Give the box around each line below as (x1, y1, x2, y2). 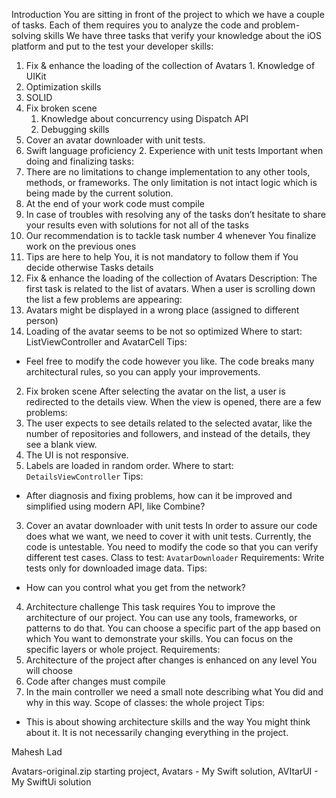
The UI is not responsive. (25, 449, 129, 461)
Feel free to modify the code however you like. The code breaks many (25, 355, 315, 367)
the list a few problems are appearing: (25, 294, 183, 305)
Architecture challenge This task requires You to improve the (25, 601, 276, 613)
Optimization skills (25, 81, 102, 93)
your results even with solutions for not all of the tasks (25, 219, 250, 231)
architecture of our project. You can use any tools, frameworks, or (25, 612, 298, 623)
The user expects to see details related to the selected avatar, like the (25, 417, 313, 429)
